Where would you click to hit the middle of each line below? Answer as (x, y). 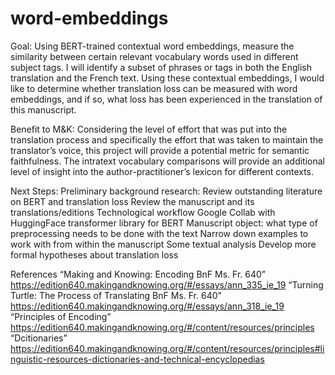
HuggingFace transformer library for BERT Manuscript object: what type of (164, 223)
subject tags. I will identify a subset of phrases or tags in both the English (161, 67)
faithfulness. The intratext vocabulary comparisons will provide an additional (167, 161)
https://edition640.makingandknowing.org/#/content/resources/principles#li (167, 348)
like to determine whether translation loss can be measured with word (154, 88)
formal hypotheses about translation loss (94, 254)
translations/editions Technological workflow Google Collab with (143, 212)
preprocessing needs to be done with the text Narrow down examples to (159, 233)
